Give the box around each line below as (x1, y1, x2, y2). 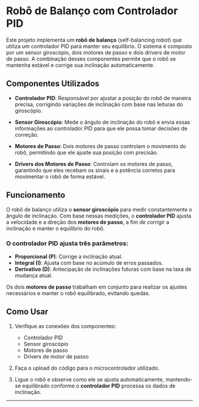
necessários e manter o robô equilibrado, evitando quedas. (6, 289, 150, 297)
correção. (14, 131, 39, 138)
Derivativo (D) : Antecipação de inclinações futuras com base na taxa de (14, 265, 191, 273)
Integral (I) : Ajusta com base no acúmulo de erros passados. (14, 259, 163, 266)
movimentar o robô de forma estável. (14, 173, 105, 180)
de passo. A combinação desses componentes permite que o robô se (6, 55, 176, 62)
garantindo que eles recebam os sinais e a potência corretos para (14, 166, 176, 174)
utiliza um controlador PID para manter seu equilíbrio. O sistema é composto (6, 43, 192, 50)
